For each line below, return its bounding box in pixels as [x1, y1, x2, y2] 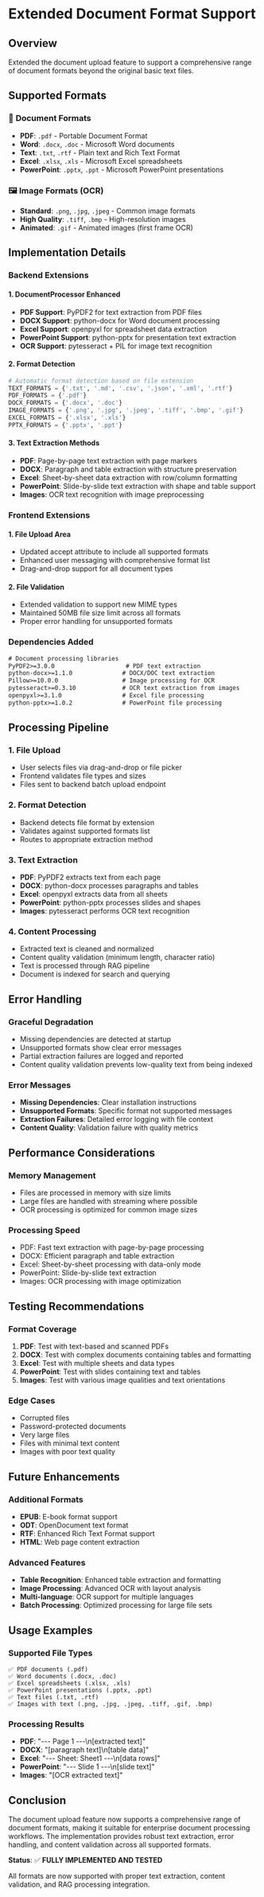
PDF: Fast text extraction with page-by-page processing [19, 1243, 204, 1252]
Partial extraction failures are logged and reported [19, 1051, 184, 1061]
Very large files [19, 1430, 70, 1440]
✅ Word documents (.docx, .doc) [8, 1672, 117, 1680]
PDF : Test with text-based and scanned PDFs [19, 1341, 169, 1352]
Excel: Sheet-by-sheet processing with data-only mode [19, 1259, 201, 1269]
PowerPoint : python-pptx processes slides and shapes [19, 898, 201, 907]
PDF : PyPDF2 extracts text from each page [19, 872, 161, 883]
